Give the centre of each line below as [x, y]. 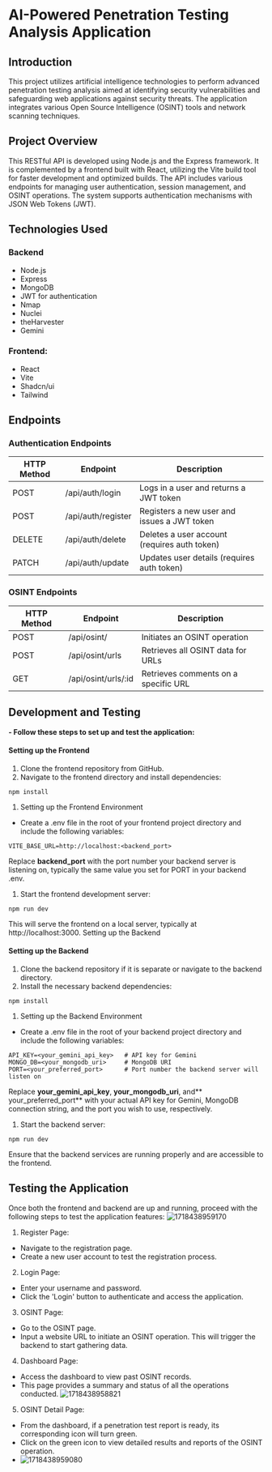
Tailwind [34, 395]
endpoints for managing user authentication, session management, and [127, 186]
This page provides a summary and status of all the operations [124, 1385]
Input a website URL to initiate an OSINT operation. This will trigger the [138, 1336]
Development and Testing [75, 713]
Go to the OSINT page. [58, 1328]
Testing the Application [69, 1188]
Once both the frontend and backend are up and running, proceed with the [133, 1208]
